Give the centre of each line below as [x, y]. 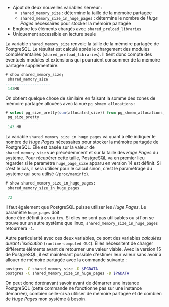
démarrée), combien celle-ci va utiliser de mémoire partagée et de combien [83, 294]
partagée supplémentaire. [32, 65]
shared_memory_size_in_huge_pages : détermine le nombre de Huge [89, 18]
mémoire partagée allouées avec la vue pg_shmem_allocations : [70, 103]
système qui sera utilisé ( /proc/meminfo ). [47, 174]
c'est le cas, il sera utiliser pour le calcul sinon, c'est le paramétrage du [79, 169]
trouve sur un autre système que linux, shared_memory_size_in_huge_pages [82, 223]
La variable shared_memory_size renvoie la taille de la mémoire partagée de [82, 44]
